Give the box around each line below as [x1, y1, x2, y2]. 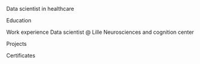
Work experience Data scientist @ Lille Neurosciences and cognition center [6, 28, 195, 36]
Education [6, 17, 31, 24]
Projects [6, 40, 27, 47]
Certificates [6, 52, 36, 59]
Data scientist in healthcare [6, 5, 74, 12]
